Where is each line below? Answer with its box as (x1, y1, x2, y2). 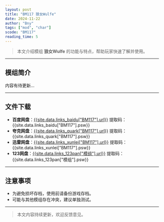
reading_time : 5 (5, 35, 38, 40)
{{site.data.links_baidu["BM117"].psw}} (12, 122, 90, 128)
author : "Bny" (5, 20, 34, 26)
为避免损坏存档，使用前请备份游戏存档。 (12, 191, 94, 197)
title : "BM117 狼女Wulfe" (5, 12, 56, 17)
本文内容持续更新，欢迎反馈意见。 (17, 212, 86, 218)
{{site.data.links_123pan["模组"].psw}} (12, 157, 89, 162)
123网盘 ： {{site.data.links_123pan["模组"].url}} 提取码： (12, 150, 124, 156)
